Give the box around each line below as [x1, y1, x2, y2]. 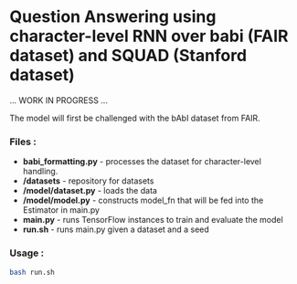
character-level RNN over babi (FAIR [9, 26, 290, 47]
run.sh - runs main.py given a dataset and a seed [22, 224, 210, 235]
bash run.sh [9, 268, 55, 277]
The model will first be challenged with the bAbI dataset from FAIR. [9, 112, 260, 123]
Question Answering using [9, 6, 217, 27]
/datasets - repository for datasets [22, 175, 154, 186]
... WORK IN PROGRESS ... [9, 94, 108, 106]
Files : [9, 135, 37, 148]
